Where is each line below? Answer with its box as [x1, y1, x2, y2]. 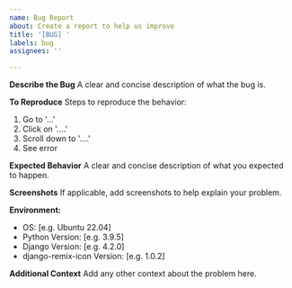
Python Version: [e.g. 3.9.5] [22, 231, 124, 243]
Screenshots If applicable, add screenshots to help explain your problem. [9, 187, 282, 198]
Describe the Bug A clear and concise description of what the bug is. [9, 79, 267, 90]
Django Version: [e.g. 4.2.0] [22, 241, 125, 252]
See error [22, 143, 58, 154]
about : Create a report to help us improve [9, 22, 175, 31]
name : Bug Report [9, 13, 75, 22]
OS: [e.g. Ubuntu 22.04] [22, 222, 112, 233]
